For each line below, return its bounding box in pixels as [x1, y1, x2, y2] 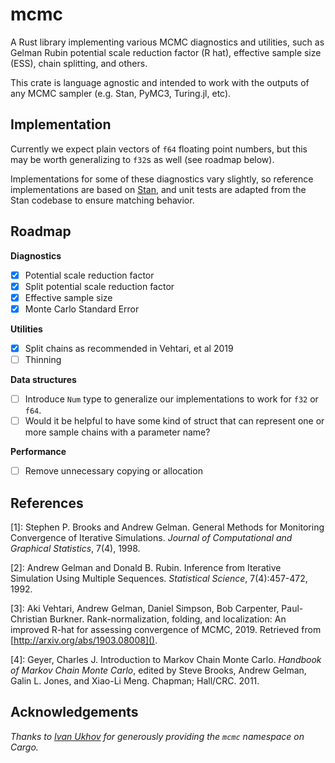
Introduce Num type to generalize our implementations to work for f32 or [24, 393, 319, 405]
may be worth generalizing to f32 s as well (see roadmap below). [10, 153, 275, 165]
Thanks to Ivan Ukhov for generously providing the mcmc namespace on [10, 730, 305, 742]
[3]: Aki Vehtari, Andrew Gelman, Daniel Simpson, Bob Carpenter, [10, 602, 280, 614]
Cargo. [10, 741, 39, 753]
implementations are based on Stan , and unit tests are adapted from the [10, 183, 307, 195]
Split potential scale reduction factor [24, 280, 175, 292]
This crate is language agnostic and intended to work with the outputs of [10, 76, 310, 88]
